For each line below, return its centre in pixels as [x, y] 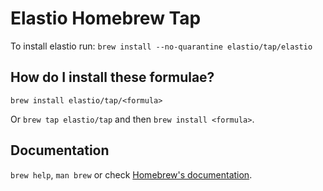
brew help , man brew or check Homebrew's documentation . [131, 174]
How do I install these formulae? [112, 77]
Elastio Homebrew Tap [106, 18]
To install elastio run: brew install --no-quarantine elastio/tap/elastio [161, 46]
